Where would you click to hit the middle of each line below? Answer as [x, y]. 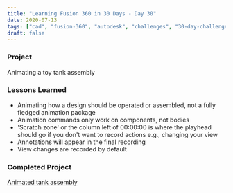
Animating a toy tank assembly [51, 72]
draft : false [26, 33]
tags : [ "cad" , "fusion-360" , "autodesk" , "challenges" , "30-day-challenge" [119, 26]
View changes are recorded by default [72, 149]
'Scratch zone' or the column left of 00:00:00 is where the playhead [114, 127]
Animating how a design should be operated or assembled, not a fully [116, 105]
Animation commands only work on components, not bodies [103, 120]
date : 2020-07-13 [32, 20]
